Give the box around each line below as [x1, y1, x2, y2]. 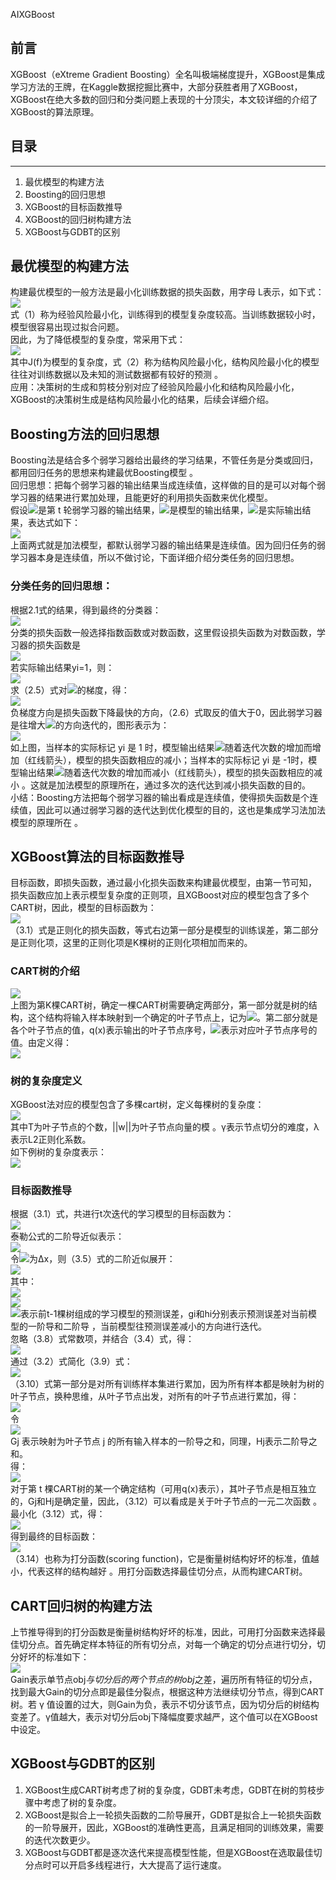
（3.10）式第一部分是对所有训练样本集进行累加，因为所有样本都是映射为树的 [10, 1378, 325, 1390]
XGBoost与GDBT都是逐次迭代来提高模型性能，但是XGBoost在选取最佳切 [24, 1846, 323, 1858]
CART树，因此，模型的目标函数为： [10, 902, 157, 914]
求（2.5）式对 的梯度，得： [10, 684, 130, 696]
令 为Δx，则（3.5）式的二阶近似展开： [10, 1253, 176, 1265]
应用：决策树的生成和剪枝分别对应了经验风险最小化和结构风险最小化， [10, 381, 300, 393]
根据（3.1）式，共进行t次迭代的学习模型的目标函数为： [10, 1208, 235, 1220]
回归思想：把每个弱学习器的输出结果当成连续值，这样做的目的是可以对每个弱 [10, 479, 326, 491]
